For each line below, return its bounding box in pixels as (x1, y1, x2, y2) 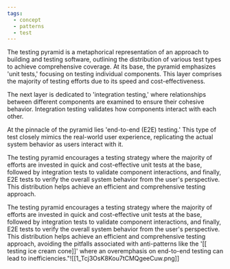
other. (7, 113, 24, 121)
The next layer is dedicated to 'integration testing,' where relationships (7, 91, 207, 99)
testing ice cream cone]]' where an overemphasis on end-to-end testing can (7, 247, 224, 255)
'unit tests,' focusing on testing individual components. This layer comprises (7, 70, 222, 78)
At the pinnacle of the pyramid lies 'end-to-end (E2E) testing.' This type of (7, 126, 216, 134)
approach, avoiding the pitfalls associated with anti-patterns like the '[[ (7, 239, 207, 248)
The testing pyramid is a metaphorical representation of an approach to (7, 48, 209, 56)
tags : (7, 10, 23, 17)
